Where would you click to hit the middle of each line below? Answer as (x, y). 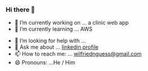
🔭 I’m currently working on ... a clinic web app (71, 23)
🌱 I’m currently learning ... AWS (53, 29)
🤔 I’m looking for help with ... (50, 41)
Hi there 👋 (21, 10)
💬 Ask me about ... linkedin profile (56, 47)
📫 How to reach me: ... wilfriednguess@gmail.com (78, 54)
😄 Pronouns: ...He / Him (45, 63)
